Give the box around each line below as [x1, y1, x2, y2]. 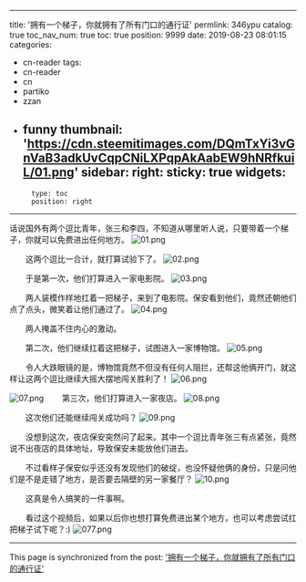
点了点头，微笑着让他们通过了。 [9, 303, 129, 315]
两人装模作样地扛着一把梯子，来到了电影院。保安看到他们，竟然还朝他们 [25, 292, 297, 303]
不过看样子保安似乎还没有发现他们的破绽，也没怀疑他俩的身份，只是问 [25, 462, 289, 473]
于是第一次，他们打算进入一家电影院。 [25, 273, 169, 284]
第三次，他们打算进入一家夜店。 [62, 392, 182, 403]
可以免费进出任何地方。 [40, 234, 129, 244]
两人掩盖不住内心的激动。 [25, 323, 121, 334]
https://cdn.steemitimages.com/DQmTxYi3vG [26, 136, 296, 151]
